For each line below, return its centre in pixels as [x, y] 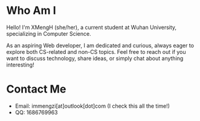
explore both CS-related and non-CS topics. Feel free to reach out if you [96, 51]
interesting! [20, 65]
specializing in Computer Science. [49, 33]
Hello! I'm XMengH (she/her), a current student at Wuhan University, [92, 27]
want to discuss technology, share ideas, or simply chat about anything [95, 58]
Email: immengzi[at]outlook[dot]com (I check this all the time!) [92, 106]
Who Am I [31, 11]
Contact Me [36, 89]
